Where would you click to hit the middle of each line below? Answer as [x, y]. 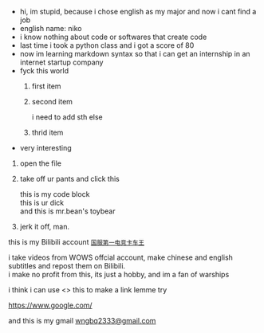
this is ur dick [42, 203]
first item [46, 86]
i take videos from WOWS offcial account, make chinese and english [121, 257]
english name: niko [51, 28]
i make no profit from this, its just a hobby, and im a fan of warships [119, 274]
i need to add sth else [67, 117]
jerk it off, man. [45, 227]
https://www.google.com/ [51, 305]
